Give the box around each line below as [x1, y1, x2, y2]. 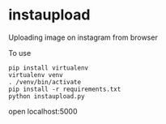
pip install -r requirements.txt [8, 85, 121, 93]
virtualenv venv [8, 71, 63, 79]
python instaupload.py [8, 92, 85, 100]
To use [8, 48, 32, 58]
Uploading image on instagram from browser [8, 32, 158, 42]
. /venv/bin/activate [8, 78, 82, 86]
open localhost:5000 [8, 106, 78, 116]
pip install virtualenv [8, 63, 89, 72]
